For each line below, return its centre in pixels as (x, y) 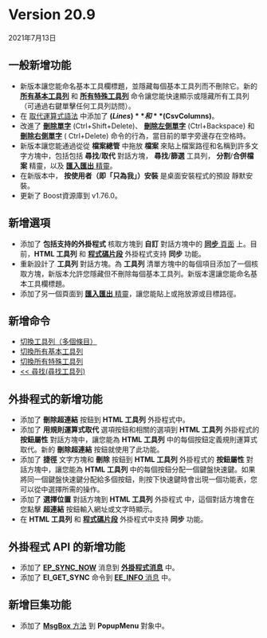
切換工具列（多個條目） (58, 342)
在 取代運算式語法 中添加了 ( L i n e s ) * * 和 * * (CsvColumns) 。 (119, 115)
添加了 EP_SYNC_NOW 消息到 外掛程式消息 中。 (99, 568)
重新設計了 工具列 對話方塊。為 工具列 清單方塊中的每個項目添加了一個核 (139, 264)
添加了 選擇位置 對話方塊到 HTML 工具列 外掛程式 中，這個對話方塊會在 (137, 499)
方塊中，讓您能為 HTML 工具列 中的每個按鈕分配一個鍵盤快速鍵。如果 (141, 470)
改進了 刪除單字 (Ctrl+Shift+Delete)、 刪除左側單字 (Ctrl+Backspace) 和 (137, 126)
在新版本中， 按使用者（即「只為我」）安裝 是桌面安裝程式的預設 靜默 (133, 175)
